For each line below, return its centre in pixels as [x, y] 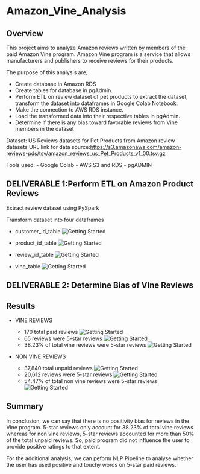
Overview [25, 33]
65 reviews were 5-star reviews [63, 338]
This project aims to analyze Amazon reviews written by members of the [96, 48]
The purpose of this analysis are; [47, 72]
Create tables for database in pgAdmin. [64, 90]
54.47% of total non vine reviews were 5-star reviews [91, 381]
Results [21, 306]
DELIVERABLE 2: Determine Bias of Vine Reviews [100, 286]
